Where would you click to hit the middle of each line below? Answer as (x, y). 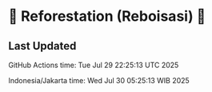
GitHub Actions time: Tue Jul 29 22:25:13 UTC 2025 (94, 65)
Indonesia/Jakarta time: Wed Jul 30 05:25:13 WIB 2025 (99, 80)
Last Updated (42, 46)
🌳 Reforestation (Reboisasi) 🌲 (107, 16)
